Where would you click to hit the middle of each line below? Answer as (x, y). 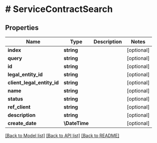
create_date (22, 123)
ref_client (19, 107)
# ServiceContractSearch (59, 9)
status (15, 99)
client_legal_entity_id (33, 82)
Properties (22, 28)
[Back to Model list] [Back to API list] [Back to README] (62, 135)
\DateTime (76, 123)
